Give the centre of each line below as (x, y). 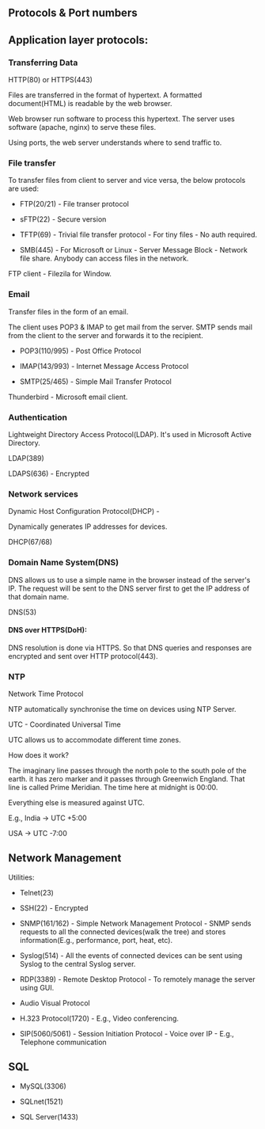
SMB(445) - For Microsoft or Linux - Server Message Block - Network (133, 250)
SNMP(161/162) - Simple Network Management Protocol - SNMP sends (135, 923)
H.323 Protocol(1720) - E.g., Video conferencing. (99, 1018)
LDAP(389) (26, 458)
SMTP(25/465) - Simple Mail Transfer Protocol (95, 381)
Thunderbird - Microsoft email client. (68, 397)
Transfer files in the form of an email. (68, 311)
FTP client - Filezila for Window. (60, 274)
